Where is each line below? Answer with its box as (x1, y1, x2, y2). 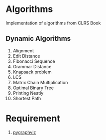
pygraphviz (12, 129, 36, 135)
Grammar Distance (12, 63, 52, 69)
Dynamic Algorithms (5, 34, 71, 43)
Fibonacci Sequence (12, 58, 55, 64)
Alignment (12, 47, 34, 53)
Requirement (5, 113, 60, 124)
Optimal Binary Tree (12, 85, 54, 91)
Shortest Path (12, 95, 41, 101)
